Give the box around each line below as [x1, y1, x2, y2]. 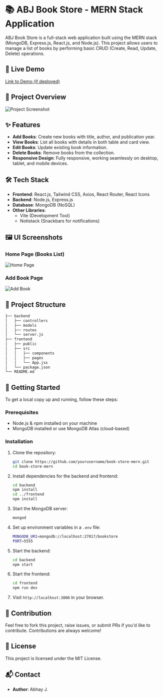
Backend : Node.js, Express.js [12, 197, 73, 203]
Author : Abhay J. [12, 686, 48, 692]
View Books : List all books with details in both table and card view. [12, 139, 150, 145]
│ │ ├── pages [5, 355, 43, 360]
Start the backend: [12, 547, 51, 553]
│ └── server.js [5, 332, 43, 337]
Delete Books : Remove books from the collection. [12, 150, 115, 156]
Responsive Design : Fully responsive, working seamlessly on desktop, [12, 155, 158, 161]
